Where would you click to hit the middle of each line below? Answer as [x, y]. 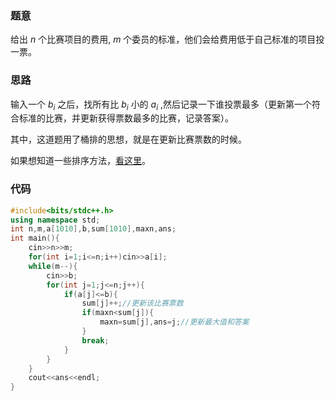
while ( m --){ [53, 266]
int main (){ [35, 238]
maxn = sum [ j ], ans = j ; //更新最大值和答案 [174, 322]
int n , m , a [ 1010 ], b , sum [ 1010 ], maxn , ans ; [93, 229]
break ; [95, 340]
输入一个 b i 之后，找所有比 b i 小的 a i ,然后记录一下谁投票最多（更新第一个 [161, 105]
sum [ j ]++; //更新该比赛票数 [132, 303]
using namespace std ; [55, 220]
